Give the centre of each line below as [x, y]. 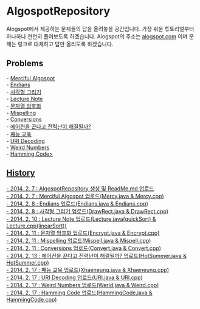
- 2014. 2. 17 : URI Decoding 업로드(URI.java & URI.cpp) [74, 277]
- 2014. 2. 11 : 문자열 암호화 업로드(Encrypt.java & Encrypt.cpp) [83, 233]
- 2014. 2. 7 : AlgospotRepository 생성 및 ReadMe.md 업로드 [80, 188]
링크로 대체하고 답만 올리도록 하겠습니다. [65, 44]
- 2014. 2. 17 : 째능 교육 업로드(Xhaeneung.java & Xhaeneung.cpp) [88, 269]
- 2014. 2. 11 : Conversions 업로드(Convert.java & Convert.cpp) [84, 248]
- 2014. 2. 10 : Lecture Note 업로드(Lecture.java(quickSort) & [81, 219]
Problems [25, 64]
